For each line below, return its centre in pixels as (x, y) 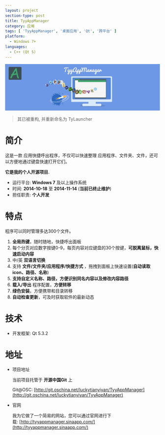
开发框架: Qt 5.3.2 (30, 333)
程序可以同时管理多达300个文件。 (39, 231)
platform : (15, 36)
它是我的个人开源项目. (27, 172)
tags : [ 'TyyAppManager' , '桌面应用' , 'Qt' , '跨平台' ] (61, 31)
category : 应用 (20, 26)
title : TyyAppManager (27, 21)
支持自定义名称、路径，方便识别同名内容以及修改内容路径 (70, 278)
